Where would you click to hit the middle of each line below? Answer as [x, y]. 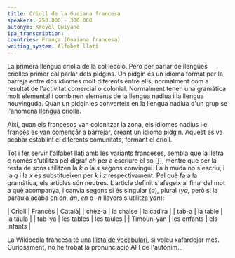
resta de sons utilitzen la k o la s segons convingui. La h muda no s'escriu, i [116, 168]
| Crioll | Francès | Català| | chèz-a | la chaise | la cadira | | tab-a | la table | [115, 211]
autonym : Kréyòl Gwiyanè [43, 27]
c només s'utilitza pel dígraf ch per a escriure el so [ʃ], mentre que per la [112, 161]
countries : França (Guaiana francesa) [64, 40]
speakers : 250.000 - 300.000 [50, 20]
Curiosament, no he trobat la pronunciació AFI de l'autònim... [95, 247]
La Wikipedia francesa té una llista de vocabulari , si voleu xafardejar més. [113, 240]
